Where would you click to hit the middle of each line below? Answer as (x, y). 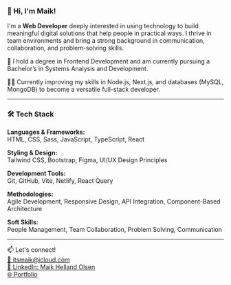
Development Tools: (36, 173)
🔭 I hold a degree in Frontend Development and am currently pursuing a (109, 61)
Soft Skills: (23, 222)
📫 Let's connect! (32, 249)
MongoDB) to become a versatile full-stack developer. (84, 90)
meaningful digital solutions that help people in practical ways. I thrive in (109, 33)
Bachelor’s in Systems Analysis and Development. (78, 69)
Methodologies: (30, 194)
